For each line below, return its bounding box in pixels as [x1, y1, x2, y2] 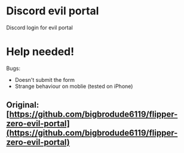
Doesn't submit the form [14, 76, 75, 83]
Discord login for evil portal [6, 24, 73, 31]
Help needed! [6, 45, 75, 59]
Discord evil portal [6, 4, 99, 18]
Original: [6, 100, 39, 110]
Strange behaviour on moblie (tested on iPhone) [14, 82, 133, 90]
